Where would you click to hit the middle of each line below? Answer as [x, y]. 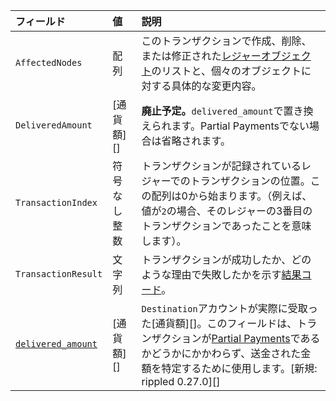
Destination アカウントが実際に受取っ [229, 308]
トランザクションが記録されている [221, 166]
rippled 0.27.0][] [181, 381]
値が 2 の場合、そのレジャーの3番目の [227, 211]
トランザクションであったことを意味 [226, 226]
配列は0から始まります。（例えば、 [232, 196]
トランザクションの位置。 [250, 181]
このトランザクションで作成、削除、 [226, 41]
